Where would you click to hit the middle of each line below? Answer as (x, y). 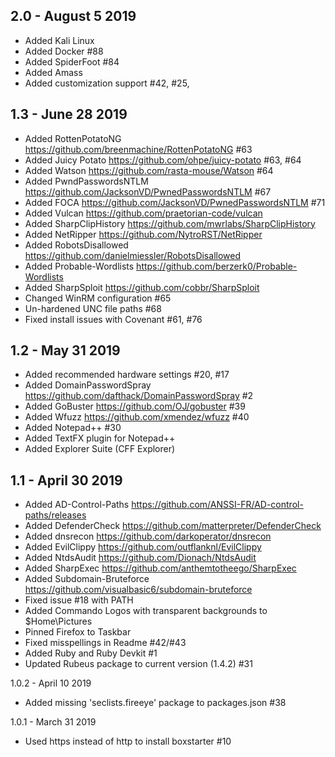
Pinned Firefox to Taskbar (78, 632)
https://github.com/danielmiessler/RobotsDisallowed (132, 255)
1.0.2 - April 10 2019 (51, 683)
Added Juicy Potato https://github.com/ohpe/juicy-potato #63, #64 (163, 160)
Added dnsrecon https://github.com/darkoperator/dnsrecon (148, 536)
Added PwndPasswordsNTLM (86, 181)
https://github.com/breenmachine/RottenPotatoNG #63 (138, 149)
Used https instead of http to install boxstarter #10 (128, 741)
